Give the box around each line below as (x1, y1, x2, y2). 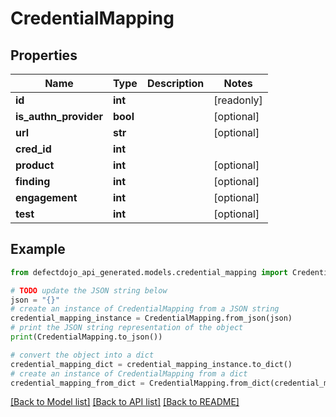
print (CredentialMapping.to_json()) (10, 332, 163, 342)
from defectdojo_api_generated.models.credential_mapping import (10, 267, 288, 277)
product (15, 158, 55, 172)
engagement (15, 191, 78, 204)
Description (146, 77, 205, 90)
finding (15, 175, 51, 188)
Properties (10, 47, 78, 64)
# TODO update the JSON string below (10, 285, 168, 296)
